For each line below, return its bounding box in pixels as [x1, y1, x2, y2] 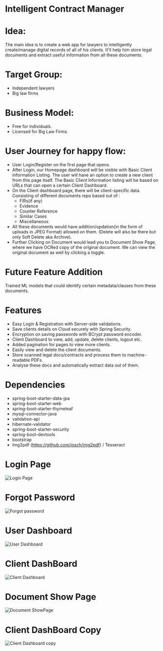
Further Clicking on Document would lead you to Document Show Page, [12, 239, 157, 245]
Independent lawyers [12, 85, 55, 91]
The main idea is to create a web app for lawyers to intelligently [5, 42, 132, 48]
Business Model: [5, 107, 74, 119]
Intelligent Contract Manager [5, 3, 125, 15]
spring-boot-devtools [12, 431, 55, 437]
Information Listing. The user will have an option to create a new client [12, 172, 153, 178]
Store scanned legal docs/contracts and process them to [12, 352, 127, 358]
